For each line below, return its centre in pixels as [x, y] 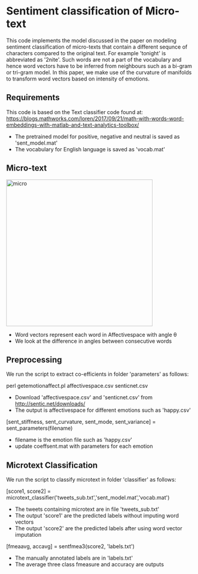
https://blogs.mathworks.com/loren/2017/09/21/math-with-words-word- [95, 118]
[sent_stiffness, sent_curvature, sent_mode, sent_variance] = [81, 422]
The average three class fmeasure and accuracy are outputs [89, 564]
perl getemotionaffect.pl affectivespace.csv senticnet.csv [77, 386]
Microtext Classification [52, 465]
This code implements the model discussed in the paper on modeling [91, 40]
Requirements [33, 98]
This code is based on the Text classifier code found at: [75, 112]
